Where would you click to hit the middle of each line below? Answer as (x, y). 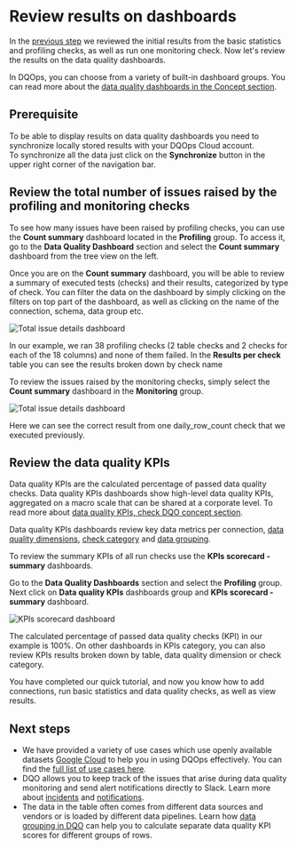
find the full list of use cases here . (84, 769)
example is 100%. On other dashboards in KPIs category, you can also (137, 645)
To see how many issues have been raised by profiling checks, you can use (147, 228)
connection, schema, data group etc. (76, 311)
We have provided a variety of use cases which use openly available (147, 750)
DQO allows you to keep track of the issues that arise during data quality (154, 779)
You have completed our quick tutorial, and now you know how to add (137, 682)
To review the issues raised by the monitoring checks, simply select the (140, 381)
